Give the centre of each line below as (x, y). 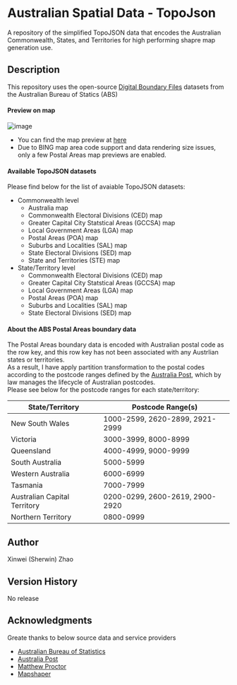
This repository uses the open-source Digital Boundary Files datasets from (116, 87)
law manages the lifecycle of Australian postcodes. (81, 382)
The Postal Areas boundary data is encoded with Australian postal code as (116, 345)
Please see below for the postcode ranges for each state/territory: (103, 390)
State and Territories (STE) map (74, 261)
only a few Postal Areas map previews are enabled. (92, 155)
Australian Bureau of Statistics (61, 651)
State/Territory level (46, 268)
